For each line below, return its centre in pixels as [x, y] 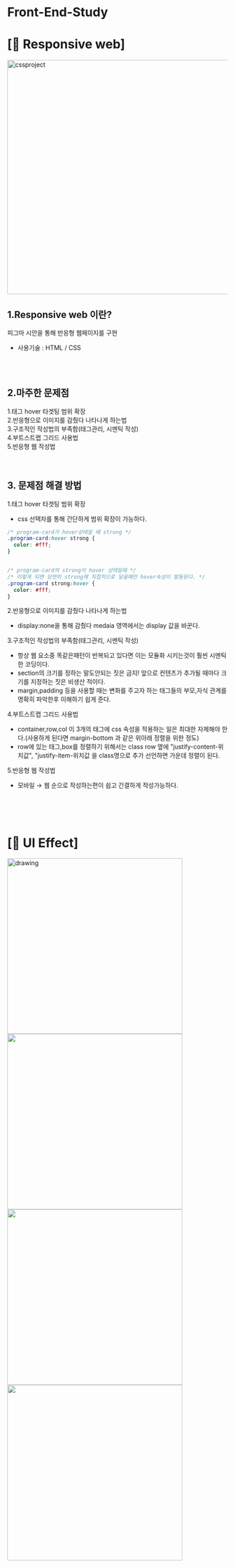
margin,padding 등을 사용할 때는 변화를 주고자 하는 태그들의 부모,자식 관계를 [122, 691]
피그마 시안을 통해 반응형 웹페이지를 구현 [62, 332]
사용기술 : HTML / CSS [49, 348]
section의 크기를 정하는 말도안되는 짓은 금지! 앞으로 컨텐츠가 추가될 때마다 [118, 673]
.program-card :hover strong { [51, 539]
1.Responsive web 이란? [59, 314]
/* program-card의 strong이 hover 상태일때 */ [72, 571]
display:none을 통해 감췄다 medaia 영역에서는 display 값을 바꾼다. [109, 626]
